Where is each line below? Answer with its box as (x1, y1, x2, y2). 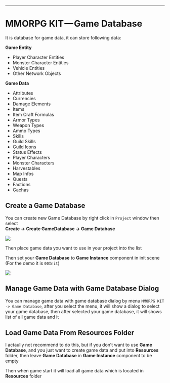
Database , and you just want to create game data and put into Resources (5, 347, 159, 353)
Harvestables (12, 165, 40, 171)
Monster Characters (12, 160, 55, 166)
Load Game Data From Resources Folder (5, 328, 135, 337)
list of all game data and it (5, 314, 59, 320)
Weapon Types (12, 122, 45, 128)
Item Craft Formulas (12, 111, 54, 117)
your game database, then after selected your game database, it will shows (5, 308, 162, 314)
